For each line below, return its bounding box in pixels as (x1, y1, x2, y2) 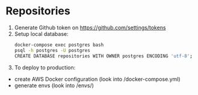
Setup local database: (14, 30, 69, 37)
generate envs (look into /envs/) (14, 82, 94, 89)
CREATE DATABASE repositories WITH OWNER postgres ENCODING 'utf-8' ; (14, 53, 193, 59)
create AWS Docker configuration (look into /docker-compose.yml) (14, 75, 181, 82)
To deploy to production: (14, 64, 76, 71)
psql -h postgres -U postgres (14, 47, 91, 53)
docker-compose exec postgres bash (14, 42, 104, 48)
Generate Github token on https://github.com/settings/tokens (14, 24, 166, 31)
